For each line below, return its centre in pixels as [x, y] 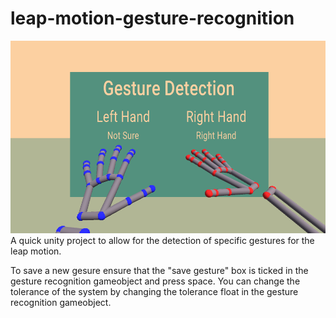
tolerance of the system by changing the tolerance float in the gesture [154, 292]
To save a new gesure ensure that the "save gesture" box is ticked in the [159, 271]
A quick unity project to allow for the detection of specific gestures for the [162, 241]
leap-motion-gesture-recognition [152, 18]
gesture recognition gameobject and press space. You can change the [155, 281]
